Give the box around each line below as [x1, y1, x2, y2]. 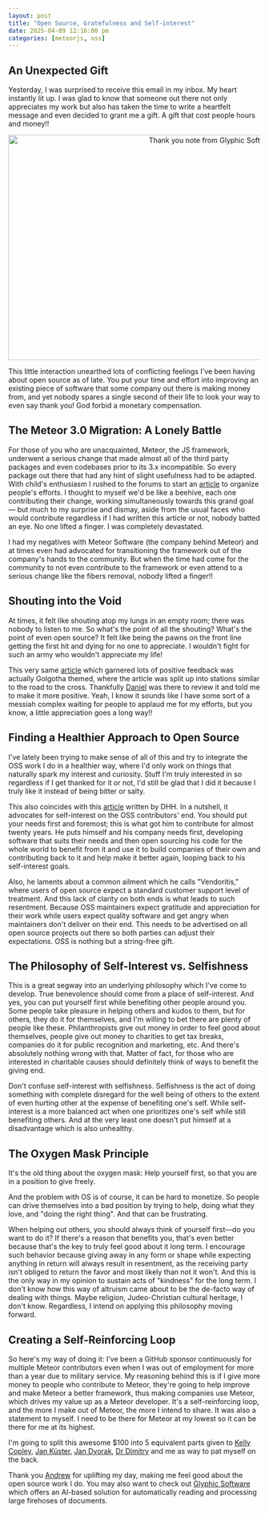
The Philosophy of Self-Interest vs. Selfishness [8, 959, 249, 973]
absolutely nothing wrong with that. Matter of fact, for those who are [8, 1049, 235, 1058]
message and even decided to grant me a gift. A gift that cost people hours [8, 110, 256, 120]
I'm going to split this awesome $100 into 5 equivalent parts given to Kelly [8, 1438, 251, 1447]
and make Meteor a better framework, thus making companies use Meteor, [8, 1388, 255, 1398]
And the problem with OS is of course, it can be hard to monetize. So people [8, 1192, 260, 1202]
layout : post [8, 11, 52, 20]
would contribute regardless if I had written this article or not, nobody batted [8, 513, 260, 523]
